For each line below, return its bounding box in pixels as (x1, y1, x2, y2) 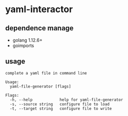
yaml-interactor (5, 4, 73, 15)
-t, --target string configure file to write (10, 106, 112, 111)
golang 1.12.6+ (12, 37, 43, 43)
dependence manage (5, 24, 74, 32)
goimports (12, 43, 34, 49)
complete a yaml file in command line (5, 70, 87, 75)
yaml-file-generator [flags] (10, 84, 71, 89)
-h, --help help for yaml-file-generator (10, 97, 123, 102)
